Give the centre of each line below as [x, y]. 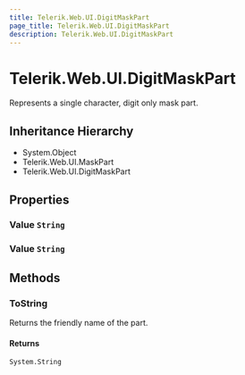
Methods [35, 278]
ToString [29, 303]
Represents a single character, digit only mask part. [104, 103]
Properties [39, 200]
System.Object [49, 153]
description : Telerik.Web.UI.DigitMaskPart [92, 34]
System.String [36, 362]
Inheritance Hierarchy [72, 131]
